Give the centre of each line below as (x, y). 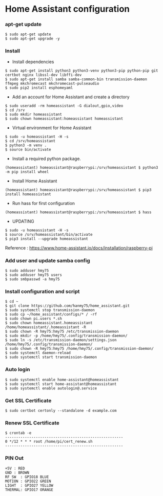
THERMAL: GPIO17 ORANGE (29, 490)
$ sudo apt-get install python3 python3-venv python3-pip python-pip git (82, 70)
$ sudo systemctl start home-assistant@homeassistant (61, 384)
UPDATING (23, 221)
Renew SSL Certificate (32, 423)
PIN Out (14, 458)
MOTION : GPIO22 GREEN (28, 481)
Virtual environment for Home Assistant (52, 128)
